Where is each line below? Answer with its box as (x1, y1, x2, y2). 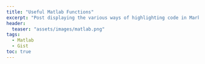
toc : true (6, 49, 32, 55)
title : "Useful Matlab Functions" (6, 9, 95, 15)
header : (6, 20, 26, 26)
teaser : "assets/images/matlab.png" (12, 26, 105, 32)
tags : (6, 32, 20, 38)
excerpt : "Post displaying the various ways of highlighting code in (6, 15, 187, 21)
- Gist (12, 43, 29, 49)
